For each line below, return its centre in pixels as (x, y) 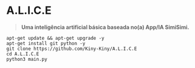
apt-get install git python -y (46, 43)
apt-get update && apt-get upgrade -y (55, 38)
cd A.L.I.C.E (23, 54)
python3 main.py (27, 59)
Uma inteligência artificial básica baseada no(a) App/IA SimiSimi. (105, 27)
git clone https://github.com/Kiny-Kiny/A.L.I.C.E (72, 49)
